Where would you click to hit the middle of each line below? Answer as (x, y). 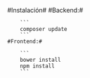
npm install (37, 66)
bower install (40, 60)
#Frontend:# (25, 41)
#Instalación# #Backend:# (45, 10)
